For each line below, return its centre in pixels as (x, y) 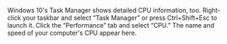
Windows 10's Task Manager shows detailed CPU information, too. (104, 10)
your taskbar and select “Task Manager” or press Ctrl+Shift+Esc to (120, 18)
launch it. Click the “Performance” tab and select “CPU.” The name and (111, 25)
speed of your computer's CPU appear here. (72, 33)
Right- (211, 10)
